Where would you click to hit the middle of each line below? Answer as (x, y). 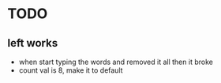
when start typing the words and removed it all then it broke (116, 62)
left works (33, 43)
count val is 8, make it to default (71, 70)
